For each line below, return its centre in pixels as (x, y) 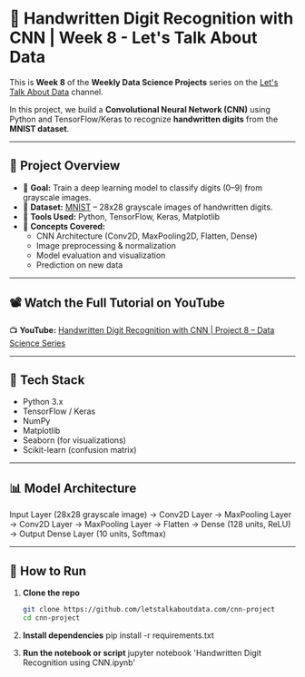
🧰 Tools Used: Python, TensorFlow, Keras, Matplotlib (121, 216)
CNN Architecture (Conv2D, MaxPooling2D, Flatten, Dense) (147, 236)
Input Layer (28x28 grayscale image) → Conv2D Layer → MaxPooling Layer (151, 515)
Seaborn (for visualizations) (74, 440)
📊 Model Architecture (73, 488)
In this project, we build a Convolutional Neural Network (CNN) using (140, 109)
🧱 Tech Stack (47, 380)
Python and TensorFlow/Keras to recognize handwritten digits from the (144, 119)
